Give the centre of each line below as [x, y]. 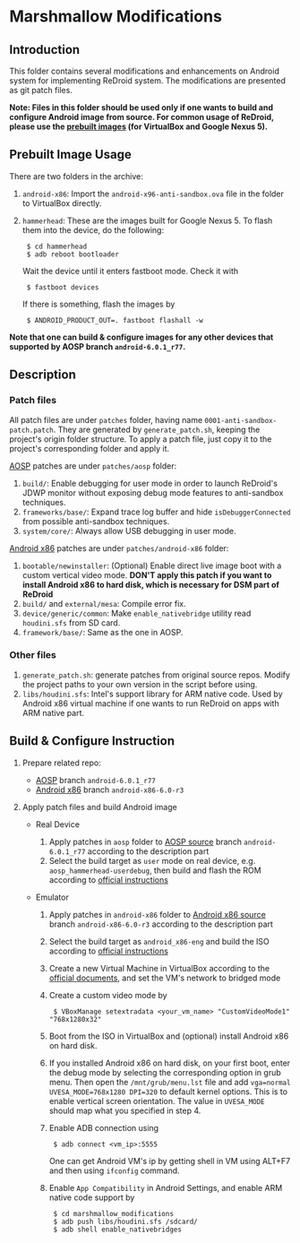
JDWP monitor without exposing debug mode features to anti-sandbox [153, 492]
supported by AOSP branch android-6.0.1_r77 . [98, 346]
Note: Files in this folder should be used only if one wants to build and [141, 108]
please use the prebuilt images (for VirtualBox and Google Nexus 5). [139, 126]
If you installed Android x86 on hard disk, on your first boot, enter [170, 1063]
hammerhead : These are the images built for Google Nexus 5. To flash [147, 220]
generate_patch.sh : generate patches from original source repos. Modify [156, 675]
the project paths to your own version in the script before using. [140, 684]
